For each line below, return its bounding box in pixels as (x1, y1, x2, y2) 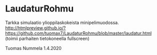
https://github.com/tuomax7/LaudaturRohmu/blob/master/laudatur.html (5, 30, 152, 36)
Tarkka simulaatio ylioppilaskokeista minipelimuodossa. (5, 19, 119, 25)
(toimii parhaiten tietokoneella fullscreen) (5, 35, 90, 41)
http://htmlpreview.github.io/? (5, 24, 66, 30)
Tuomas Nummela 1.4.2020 (5, 45, 61, 51)
